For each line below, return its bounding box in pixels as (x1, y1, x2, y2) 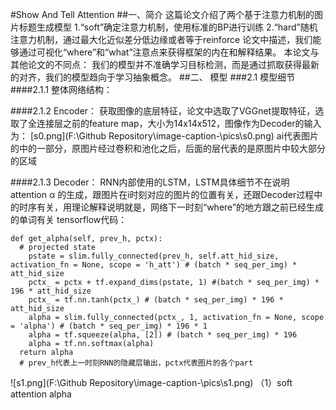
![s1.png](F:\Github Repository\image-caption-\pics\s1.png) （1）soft (10, 377, 293, 388)
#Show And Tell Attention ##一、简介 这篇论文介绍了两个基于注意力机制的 (10, 9, 315, 20)
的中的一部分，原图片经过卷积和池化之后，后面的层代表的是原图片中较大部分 (10, 143, 326, 154)
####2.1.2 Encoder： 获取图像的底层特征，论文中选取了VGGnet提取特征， (10, 105, 316, 117)
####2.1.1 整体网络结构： (10, 84, 113, 95)
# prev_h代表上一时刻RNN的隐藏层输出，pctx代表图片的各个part (19, 358, 254, 368)
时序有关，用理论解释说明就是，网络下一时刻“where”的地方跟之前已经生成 (18, 201, 325, 213)
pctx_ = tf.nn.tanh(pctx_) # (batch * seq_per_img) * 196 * (28, 295, 284, 305)
